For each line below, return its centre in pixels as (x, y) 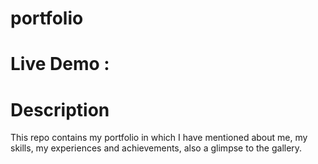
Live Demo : (60, 64)
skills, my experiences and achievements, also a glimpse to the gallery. (156, 148)
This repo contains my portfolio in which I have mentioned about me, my (159, 138)
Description (60, 109)
